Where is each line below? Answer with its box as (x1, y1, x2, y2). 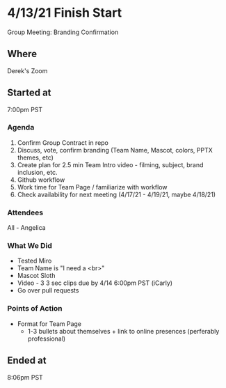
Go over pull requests (17, 286, 79, 295)
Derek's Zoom (7, 66, 48, 75)
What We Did (7, 241, 52, 251)
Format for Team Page (17, 319, 82, 328)
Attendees (7, 208, 44, 217)
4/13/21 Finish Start (7, 5, 122, 21)
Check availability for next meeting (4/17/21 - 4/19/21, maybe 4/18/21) (17, 190, 216, 199)
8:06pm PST (7, 373, 43, 381)
